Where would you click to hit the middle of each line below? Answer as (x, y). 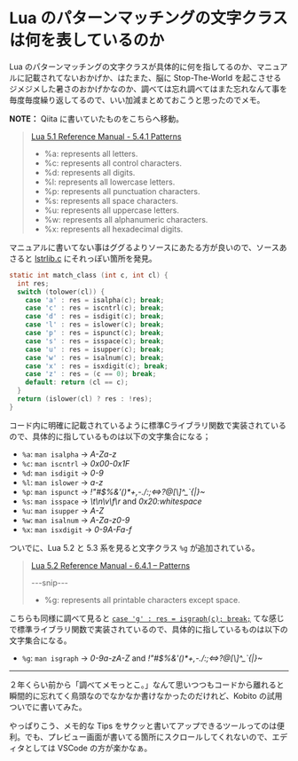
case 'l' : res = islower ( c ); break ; (95, 325)
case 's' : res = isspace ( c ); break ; (95, 341)
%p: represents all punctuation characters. (122, 191)
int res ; (33, 283)
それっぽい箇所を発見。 (114, 258)
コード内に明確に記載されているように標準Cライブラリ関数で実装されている (148, 425)
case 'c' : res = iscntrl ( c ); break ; (95, 308)
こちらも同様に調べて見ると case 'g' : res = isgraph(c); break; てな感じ (147, 618)
